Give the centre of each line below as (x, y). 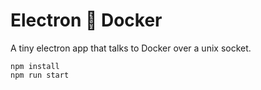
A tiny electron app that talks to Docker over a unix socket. (131, 48)
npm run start (40, 75)
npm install (35, 66)
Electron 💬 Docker (86, 20)
